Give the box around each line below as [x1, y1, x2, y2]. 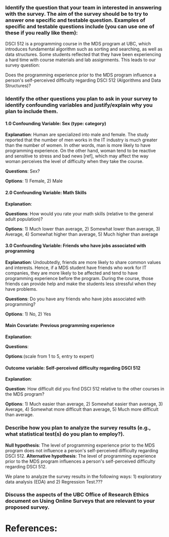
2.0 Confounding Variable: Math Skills [5, 190, 87, 196]
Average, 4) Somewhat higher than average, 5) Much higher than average [5, 231, 158, 237]
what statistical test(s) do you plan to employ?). [5, 431, 125, 438]
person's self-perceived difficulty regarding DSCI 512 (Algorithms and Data [5, 77, 161, 83]
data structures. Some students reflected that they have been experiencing [5, 51, 161, 58]
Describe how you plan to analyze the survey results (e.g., [5, 424, 151, 432]
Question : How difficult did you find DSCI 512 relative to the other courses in [5, 386, 164, 392]
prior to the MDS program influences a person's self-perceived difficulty [5, 458, 155, 464]
